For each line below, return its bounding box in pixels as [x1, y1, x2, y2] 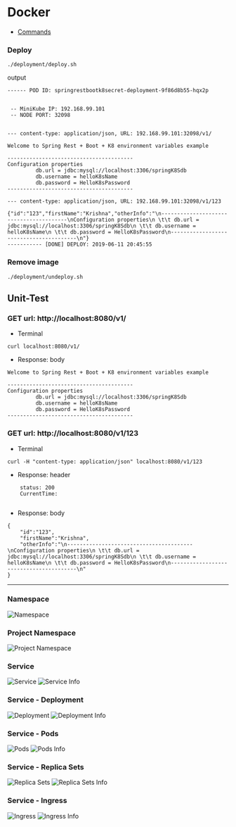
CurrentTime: [20, 490, 58, 497]
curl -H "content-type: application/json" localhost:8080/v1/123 [7, 458, 202, 465]
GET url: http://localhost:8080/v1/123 [7, 429, 139, 438]
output [7, 73, 27, 82]
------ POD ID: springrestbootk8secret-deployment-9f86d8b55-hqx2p [7, 87, 209, 94]
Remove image [7, 258, 60, 267]
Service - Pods [7, 728, 59, 738]
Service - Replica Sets [7, 762, 84, 771]
